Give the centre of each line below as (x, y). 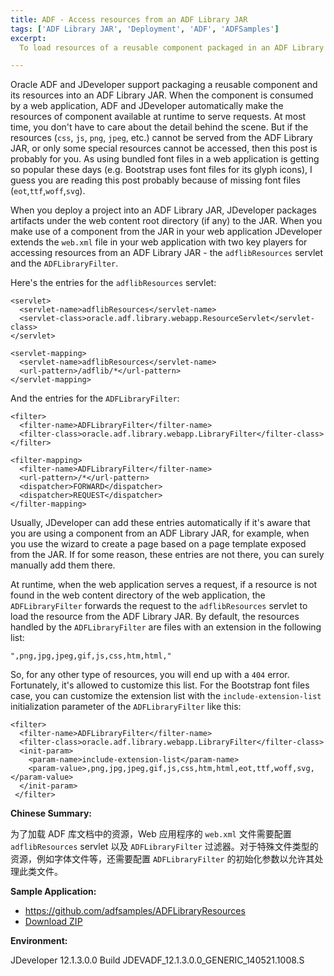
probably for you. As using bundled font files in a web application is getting (165, 159)
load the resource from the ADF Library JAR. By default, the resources (155, 617)
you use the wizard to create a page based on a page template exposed (158, 544)
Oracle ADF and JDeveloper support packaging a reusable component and (164, 85)
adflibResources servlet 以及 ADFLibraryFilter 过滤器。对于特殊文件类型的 (164, 847)
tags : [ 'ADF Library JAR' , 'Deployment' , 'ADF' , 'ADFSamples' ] (145, 29)
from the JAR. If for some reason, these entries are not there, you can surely (167, 555)
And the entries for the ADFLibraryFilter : (95, 398)
